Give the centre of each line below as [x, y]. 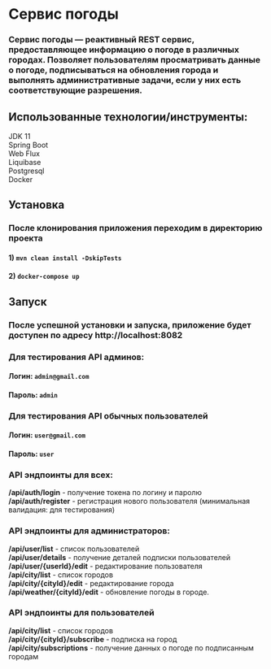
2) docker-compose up [44, 276]
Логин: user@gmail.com [47, 435]
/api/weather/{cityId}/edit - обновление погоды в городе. [109, 592]
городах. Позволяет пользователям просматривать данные [134, 60]
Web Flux [24, 153]
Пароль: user [31, 454]
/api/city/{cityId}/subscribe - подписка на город [93, 639]
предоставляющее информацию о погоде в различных [124, 50]
